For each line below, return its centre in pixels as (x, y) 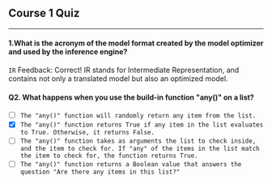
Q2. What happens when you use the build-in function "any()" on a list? (132, 97)
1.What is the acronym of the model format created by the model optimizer (136, 43)
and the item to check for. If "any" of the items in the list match (140, 149)
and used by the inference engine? (68, 52)
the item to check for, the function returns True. (109, 156)
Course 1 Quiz (44, 13)
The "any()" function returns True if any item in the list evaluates (142, 125)
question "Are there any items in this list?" (100, 172)
